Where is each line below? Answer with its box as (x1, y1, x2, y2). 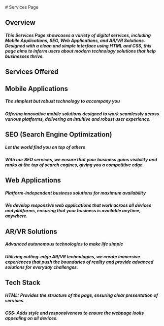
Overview (5, 18, 36, 27)
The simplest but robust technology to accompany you (5, 98, 120, 104)
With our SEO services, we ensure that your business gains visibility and (5, 157, 158, 163)
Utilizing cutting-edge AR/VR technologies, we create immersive (5, 253, 140, 259)
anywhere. (5, 213, 28, 219)
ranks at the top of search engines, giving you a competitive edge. (5, 162, 144, 168)
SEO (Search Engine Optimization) (5, 131, 112, 139)
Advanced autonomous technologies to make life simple (5, 241, 123, 247)
